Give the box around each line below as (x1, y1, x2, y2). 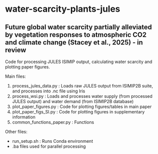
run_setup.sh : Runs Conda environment (12, 138, 93, 144)
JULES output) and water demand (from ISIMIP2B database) (12, 99, 134, 104)
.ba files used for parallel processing (12, 143, 86, 149)
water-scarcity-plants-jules (5, 3, 121, 15)
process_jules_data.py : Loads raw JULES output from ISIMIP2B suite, (12, 83, 153, 88)
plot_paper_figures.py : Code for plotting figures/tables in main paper (12, 104, 152, 110)
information (12, 114, 36, 120)
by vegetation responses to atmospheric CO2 (5, 30, 147, 39)
